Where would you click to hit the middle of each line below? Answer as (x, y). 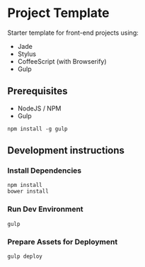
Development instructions (66, 150)
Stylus (27, 54)
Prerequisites (37, 91)
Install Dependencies (45, 171)
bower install (28, 192)
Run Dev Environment (45, 209)
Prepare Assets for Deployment (63, 242)
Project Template (58, 13)
